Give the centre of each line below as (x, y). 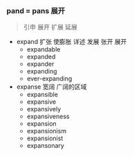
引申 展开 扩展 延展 (50, 27)
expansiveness (48, 116)
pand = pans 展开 (36, 10)
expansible (42, 95)
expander (40, 64)
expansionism (47, 131)
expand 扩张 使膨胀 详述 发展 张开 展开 (71, 42)
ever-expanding (49, 79)
